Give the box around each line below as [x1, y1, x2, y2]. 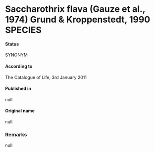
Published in [5, 85, 31, 92]
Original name [5, 108, 35, 114]
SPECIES [5, 25, 42, 36]
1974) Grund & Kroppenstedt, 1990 [5, 14, 151, 25]
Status [5, 41, 19, 47]
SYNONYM [5, 52, 28, 58]
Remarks [5, 131, 27, 138]
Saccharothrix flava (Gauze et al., [5, 3, 146, 15]
